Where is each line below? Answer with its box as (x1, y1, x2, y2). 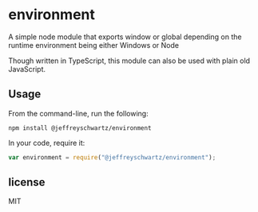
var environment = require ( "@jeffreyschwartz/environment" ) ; (8, 153, 216, 161)
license (8, 175, 46, 189)
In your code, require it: (8, 138, 85, 147)
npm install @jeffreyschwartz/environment (8, 124, 152, 132)
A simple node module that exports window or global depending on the (8, 32, 242, 41)
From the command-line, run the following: (8, 108, 149, 118)
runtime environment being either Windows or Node (8, 40, 180, 49)
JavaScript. (8, 64, 46, 73)
